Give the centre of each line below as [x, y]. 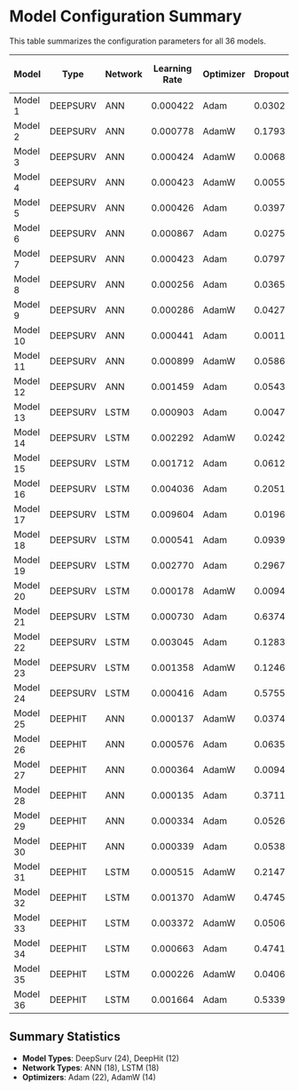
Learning [173, 68]
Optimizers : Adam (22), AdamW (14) [89, 1077]
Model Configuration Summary [125, 16]
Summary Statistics [65, 1037]
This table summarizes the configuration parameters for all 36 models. [137, 41]
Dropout [272, 74]
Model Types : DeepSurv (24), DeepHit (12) [101, 1058]
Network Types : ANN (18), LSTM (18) [90, 1067]
